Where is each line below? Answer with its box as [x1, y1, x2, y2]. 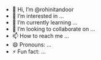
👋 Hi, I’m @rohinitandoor [12, 6, 74, 13]
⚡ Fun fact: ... [12, 48, 46, 55]
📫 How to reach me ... [12, 32, 69, 39]
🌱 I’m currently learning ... [12, 19, 78, 26]
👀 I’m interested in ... [12, 12, 64, 20]
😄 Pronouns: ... [12, 41, 52, 48]
